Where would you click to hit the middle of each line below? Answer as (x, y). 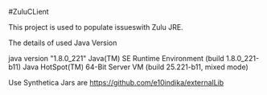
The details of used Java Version (63, 43)
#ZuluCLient (29, 12)
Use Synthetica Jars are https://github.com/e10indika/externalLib (116, 83)
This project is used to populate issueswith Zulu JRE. (96, 27)
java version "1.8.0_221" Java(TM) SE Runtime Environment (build (117, 58)
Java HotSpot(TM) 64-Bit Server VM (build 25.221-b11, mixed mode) (136, 67)
